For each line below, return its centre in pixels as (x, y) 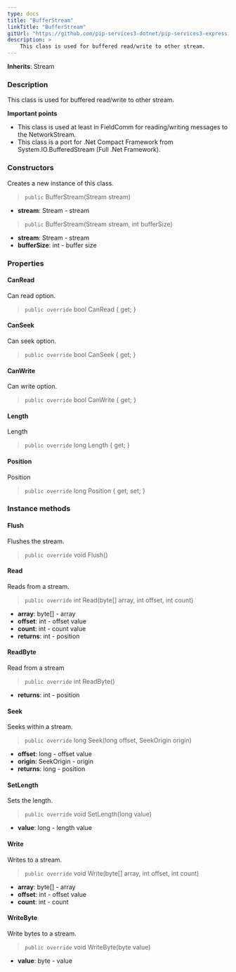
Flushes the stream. (36, 541)
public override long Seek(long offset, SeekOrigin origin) (108, 740)
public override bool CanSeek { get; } (80, 354)
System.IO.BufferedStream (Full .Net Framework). (89, 150)
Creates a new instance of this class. (60, 183)
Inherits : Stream (31, 66)
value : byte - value (45, 961)
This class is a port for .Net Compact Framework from (95, 142)
